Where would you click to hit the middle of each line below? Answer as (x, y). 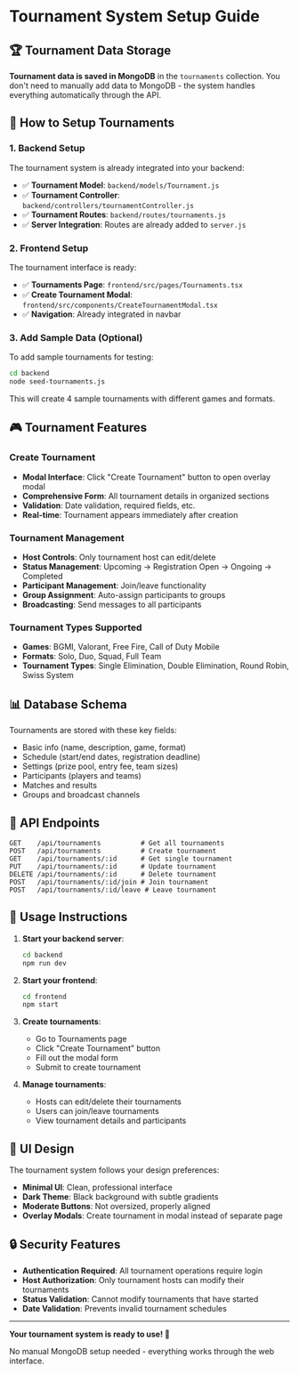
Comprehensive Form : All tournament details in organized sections (145, 496)
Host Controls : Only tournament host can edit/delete (119, 557)
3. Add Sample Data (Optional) (76, 337)
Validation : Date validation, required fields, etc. (109, 505)
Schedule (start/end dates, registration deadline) (111, 757)
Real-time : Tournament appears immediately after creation (130, 514)
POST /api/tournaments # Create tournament (113, 851)
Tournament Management (67, 537)
